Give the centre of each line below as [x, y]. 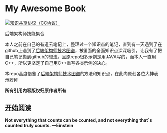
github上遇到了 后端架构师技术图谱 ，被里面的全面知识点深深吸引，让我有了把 [83, 50]
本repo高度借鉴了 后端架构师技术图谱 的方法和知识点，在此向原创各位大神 [80, 73]
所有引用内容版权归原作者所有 [36, 90]
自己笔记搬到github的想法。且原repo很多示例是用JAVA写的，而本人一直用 [81, 57]
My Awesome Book [45, 9]
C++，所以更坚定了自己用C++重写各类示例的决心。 [58, 63]
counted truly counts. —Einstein [39, 125]
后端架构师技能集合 [25, 33]
